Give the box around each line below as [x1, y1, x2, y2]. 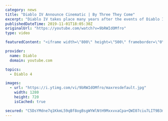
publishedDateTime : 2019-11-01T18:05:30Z [5, 21, 93, 26]
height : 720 [14, 94, 39, 99]
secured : [5, 108, 23, 113]
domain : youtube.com [9, 58, 52, 63]
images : [5, 80, 21, 85]
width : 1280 [14, 90, 39, 95]
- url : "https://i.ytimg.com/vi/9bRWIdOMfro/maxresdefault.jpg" [9, 85, 146, 90]
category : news [5, 7, 37, 12]
